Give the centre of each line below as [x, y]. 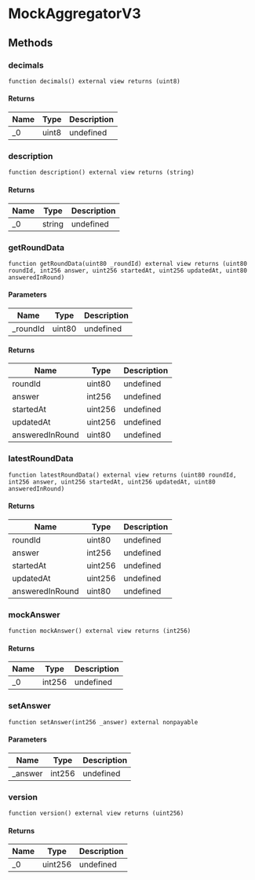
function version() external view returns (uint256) [96, 814]
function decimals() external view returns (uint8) [94, 81]
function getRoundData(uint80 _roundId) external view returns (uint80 [127, 263]
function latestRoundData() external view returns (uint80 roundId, [122, 475]
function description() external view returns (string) [101, 173]
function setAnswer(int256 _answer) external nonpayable [103, 722]
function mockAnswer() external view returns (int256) [100, 631]
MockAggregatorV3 [75, 14]
